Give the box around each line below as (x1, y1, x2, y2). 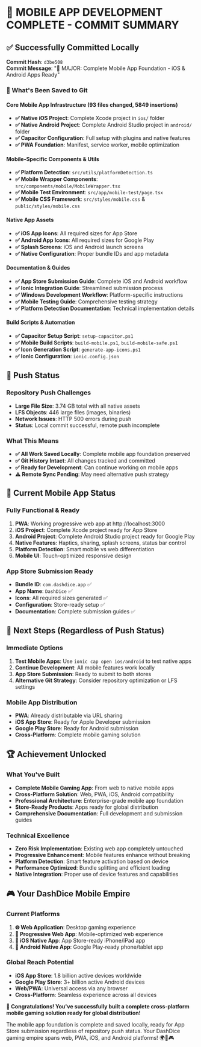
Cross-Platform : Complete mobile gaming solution (14, 731, 141, 738)
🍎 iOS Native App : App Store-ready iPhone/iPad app (14, 937, 146, 944)
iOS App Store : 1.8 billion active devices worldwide (14, 972, 141, 979)
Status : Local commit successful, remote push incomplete (14, 422, 160, 429)
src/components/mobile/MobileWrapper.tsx (14, 183, 120, 189)
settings (14, 683, 36, 690)
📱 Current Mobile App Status (6, 488, 116, 498)
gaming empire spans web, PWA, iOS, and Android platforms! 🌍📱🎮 (6, 1034, 175, 1041)
